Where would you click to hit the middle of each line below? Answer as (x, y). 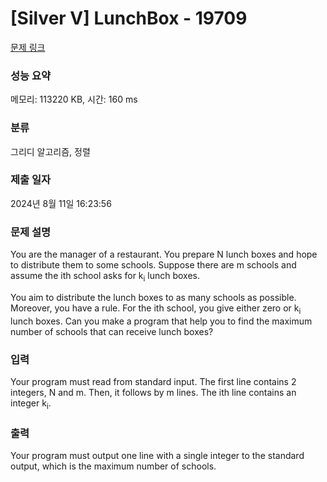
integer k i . (31, 404)
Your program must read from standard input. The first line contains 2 (153, 382)
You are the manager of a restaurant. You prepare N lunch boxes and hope (164, 254)
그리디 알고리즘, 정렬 (50, 151)
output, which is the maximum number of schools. (113, 466)
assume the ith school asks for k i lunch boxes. (105, 277)
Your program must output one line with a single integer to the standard (157, 456)
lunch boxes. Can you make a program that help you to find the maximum (161, 321)
